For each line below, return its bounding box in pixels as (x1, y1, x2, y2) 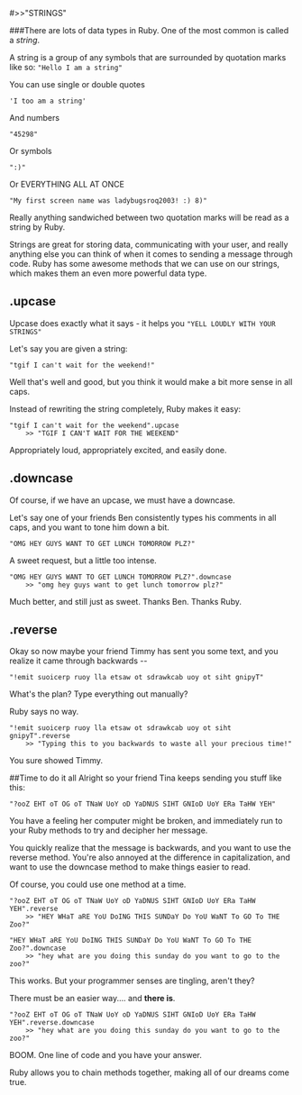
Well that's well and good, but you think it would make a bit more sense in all (9, 376, 293, 387)
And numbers (9, 113, 60, 123)
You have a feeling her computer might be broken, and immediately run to (9, 816, 283, 826)
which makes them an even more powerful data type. (9, 268, 207, 278)
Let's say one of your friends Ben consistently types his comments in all (9, 512, 277, 523)
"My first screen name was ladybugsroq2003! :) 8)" (9, 196, 207, 205)
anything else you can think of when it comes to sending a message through (9, 249, 293, 260)
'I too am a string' (9, 96, 87, 105)
